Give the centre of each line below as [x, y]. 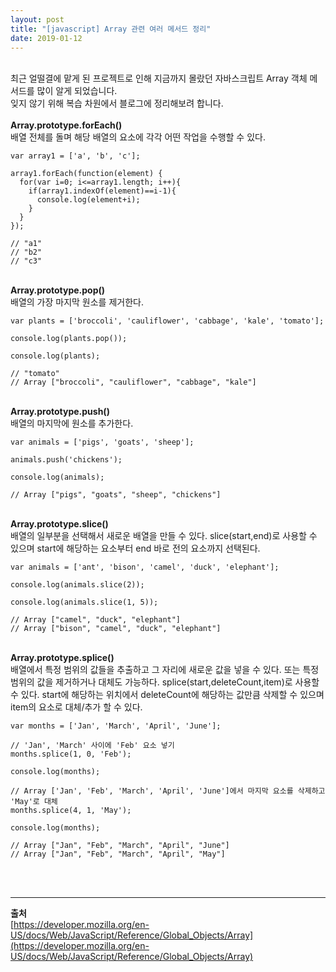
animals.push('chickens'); [66, 460]
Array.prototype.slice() [59, 524]
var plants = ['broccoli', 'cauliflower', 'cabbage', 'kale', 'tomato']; [167, 321]
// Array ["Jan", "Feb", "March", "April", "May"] [118, 854]
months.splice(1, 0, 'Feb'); [71, 754]
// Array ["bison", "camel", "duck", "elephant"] [116, 629]
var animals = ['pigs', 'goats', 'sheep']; [102, 442]
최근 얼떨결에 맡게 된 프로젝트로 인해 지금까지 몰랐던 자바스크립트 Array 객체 [159, 78]
